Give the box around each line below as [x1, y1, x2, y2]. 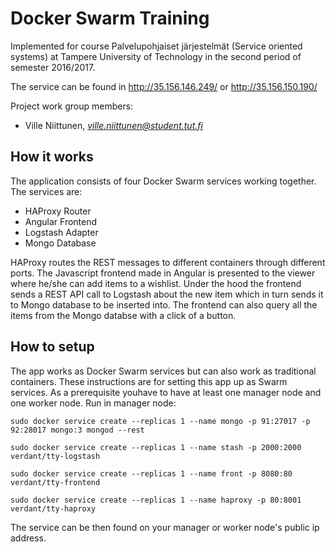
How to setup [10, 338, 95, 356]
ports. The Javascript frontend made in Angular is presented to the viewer [10, 267, 316, 279]
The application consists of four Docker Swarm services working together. [10, 175, 317, 187]
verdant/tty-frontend [10, 477, 101, 487]
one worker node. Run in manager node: [10, 397, 177, 409]
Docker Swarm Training [10, 7, 210, 30]
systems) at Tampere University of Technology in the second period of [10, 50, 302, 62]
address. [10, 532, 47, 544]
